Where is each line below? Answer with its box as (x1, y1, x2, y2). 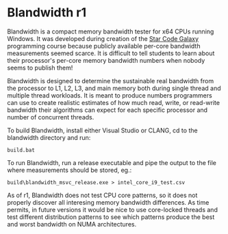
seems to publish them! (7, 63, 73, 72)
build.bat (7, 147, 36, 153)
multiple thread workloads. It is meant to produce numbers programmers (7, 91, 212, 100)
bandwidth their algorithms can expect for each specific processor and (7, 106, 207, 114)
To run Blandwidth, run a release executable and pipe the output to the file (7, 158, 217, 166)
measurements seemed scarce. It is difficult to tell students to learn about (7, 49, 215, 57)
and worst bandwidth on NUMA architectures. (7, 220, 137, 228)
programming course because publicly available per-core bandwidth (7, 42, 201, 50)
